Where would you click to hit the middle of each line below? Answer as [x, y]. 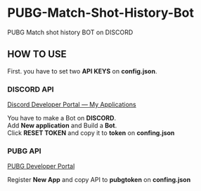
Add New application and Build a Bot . [62, 126]
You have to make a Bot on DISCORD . [62, 118]
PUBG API [24, 150]
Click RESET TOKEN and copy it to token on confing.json [91, 133]
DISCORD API [31, 89]
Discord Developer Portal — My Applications [72, 105]
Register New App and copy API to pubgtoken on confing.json [99, 180]
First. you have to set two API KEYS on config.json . [82, 71]
